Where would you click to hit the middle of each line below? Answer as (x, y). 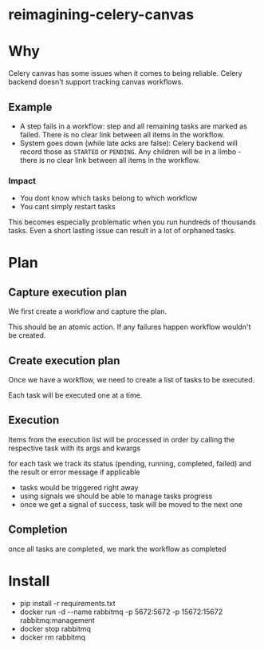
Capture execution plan (68, 292)
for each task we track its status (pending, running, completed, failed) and (130, 463)
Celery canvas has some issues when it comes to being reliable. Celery (125, 73)
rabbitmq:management (57, 620)
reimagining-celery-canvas (101, 15)
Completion (38, 530)
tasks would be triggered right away (79, 487)
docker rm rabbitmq (53, 637)
